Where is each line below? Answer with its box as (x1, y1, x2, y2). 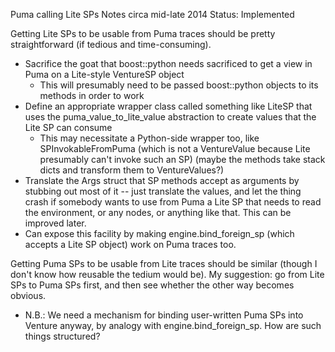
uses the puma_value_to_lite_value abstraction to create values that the (24, 111, 317, 123)
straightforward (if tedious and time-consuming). (10, 39, 212, 50)
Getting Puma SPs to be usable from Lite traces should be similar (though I (10, 258, 318, 269)
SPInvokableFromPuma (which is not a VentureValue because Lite (39, 143, 311, 154)
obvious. (10, 290, 47, 301)
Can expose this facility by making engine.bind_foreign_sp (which (24, 228, 295, 239)
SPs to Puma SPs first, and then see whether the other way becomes (10, 279, 295, 291)
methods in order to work (39, 90, 145, 101)
